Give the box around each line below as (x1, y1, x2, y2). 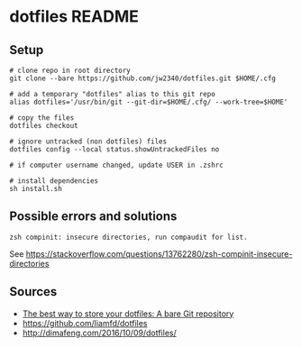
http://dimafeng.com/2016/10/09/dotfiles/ (22, 327, 178, 338)
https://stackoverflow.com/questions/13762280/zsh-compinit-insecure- (25, 248, 293, 259)
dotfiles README (9, 6, 140, 27)
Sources (9, 284, 58, 299)
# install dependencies (9, 177, 99, 186)
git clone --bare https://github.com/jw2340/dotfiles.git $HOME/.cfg (9, 74, 277, 83)
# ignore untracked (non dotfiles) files (9, 137, 168, 146)
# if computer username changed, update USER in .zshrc (9, 160, 224, 169)
